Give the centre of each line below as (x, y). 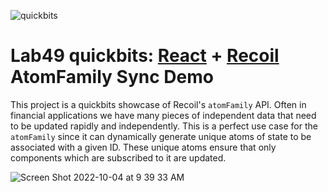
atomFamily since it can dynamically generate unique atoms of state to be (161, 136)
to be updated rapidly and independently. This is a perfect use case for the (164, 126)
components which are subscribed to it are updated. (118, 157)
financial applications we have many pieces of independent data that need (163, 115)
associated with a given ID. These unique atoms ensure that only (143, 147)
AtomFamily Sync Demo (112, 77)
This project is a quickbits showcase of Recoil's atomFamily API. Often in (158, 104)
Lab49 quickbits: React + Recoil (145, 56)
